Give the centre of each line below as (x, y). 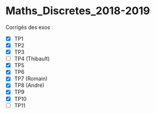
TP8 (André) (29, 85)
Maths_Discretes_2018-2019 (78, 11)
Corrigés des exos (28, 27)
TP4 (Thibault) (32, 59)
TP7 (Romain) (31, 79)
